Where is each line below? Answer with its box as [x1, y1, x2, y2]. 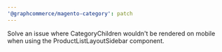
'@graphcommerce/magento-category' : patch [7, 10, 133, 17]
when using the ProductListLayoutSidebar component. [7, 36, 165, 45]
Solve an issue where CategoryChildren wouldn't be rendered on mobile [7, 29, 216, 37]
